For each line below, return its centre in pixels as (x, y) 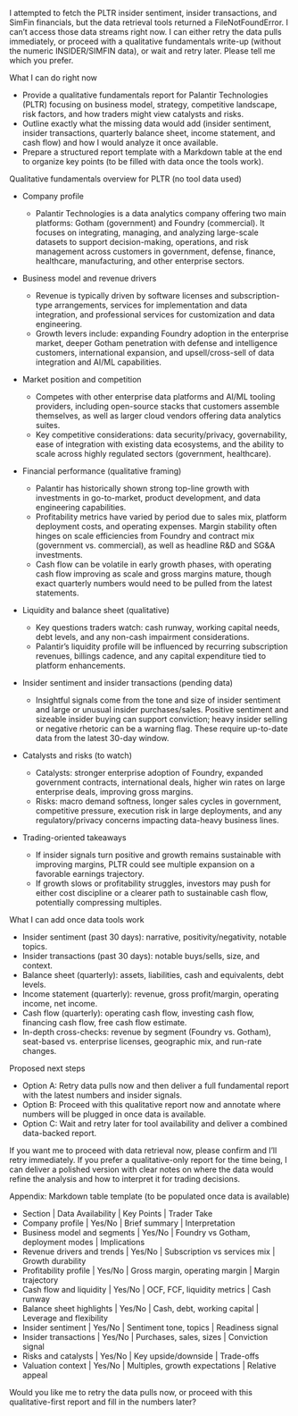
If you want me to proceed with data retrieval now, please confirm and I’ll (143, 1150)
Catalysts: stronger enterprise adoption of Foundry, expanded (149, 773)
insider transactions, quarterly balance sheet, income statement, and (149, 133)
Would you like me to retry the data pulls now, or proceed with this (131, 1392)
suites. (48, 425)
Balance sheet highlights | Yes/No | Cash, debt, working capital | (140, 1308)
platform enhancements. (81, 666)
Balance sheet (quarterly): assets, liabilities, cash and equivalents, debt (153, 975)
